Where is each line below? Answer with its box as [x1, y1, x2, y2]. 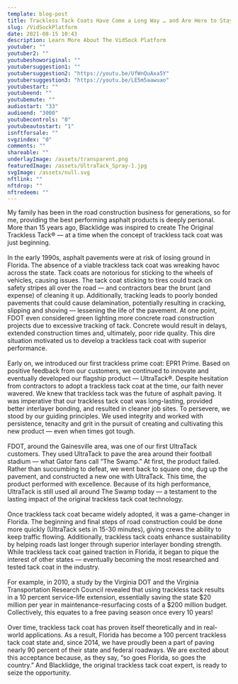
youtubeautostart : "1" [7, 122, 74, 130]
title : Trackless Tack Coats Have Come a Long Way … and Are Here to [7, 17, 217, 24]
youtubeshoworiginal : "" [7, 57, 81, 64]
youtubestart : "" [7, 83, 59, 90]
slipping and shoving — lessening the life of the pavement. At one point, [7, 306, 217, 315]
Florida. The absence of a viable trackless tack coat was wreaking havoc [7, 261, 220, 270]
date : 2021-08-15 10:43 [7, 30, 78, 38]
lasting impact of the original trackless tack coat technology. [7, 495, 184, 504]
